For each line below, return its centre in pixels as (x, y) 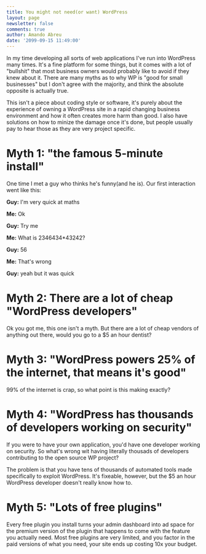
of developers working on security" (99, 427)
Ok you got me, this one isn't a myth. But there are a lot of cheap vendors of (103, 328)
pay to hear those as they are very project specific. (71, 129)
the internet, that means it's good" (96, 373)
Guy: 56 (17, 249)
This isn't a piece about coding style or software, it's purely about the (94, 103)
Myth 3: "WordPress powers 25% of (101, 360)
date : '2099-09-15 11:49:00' (44, 41)
